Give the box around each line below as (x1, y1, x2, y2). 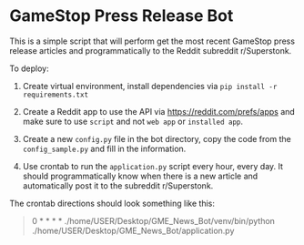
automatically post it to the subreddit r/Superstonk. (22, 179, 214, 191)
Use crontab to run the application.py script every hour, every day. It (22, 160, 284, 171)
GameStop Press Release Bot (9, 5, 234, 26)
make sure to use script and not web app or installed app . (22, 116, 244, 127)
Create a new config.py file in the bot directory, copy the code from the (22, 133, 291, 144)
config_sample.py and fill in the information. (22, 143, 187, 154)
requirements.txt (22, 90, 89, 99)
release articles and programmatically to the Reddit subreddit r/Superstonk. (9, 45, 292, 56)
